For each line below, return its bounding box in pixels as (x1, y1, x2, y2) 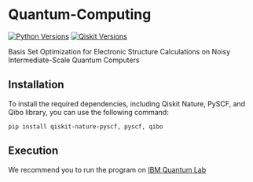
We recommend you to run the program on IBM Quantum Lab (8, 165, 207, 174)
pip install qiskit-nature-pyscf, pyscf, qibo (8, 122, 163, 131)
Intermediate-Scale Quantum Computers (8, 55, 140, 65)
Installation (8, 78, 64, 91)
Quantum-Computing (8, 6, 152, 24)
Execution (8, 144, 59, 158)
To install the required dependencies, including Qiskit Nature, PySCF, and (8, 98, 246, 108)
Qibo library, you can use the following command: (8, 107, 169, 117)
